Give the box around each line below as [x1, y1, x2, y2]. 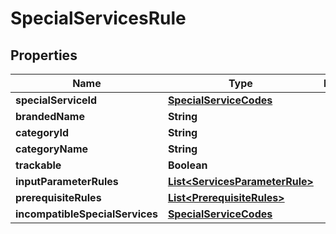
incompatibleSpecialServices [15, 207, 158, 221]
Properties [10, 47, 78, 64]
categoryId [15, 126, 70, 139]
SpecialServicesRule [10, 7, 187, 30]
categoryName [15, 142, 89, 156]
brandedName [15, 110, 85, 123]
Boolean [167, 158, 208, 172]
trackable [15, 158, 62, 172]
